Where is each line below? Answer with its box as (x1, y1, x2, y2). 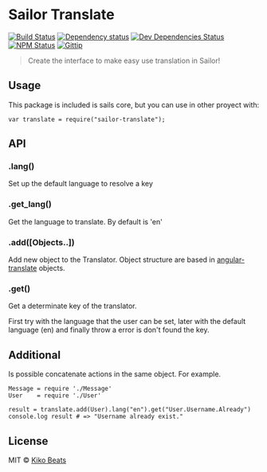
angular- (216, 255, 245, 264)
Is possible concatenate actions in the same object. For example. (8, 369, 222, 379)
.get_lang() (8, 199, 52, 210)
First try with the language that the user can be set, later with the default (8, 317, 246, 326)
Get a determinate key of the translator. (8, 301, 137, 311)
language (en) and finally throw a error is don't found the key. (8, 325, 210, 335)
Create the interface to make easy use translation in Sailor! (27, 56, 221, 65)
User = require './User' (8, 392, 102, 400)
